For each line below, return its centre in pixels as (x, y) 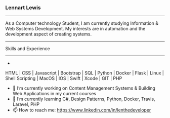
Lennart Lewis (23, 8)
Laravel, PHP (26, 104)
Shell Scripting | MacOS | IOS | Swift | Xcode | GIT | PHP (64, 78)
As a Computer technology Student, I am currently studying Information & (82, 23)
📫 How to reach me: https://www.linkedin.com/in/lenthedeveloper (82, 110)
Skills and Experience (28, 49)
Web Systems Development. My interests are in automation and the (75, 29)
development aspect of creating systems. (49, 34)
